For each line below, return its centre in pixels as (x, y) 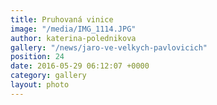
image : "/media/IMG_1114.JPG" (73, 29)
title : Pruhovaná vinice (62, 19)
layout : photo (40, 85)
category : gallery (48, 76)
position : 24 (37, 57)
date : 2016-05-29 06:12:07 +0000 (80, 66)
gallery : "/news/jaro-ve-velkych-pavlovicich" (109, 47)
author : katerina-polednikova (73, 38)
